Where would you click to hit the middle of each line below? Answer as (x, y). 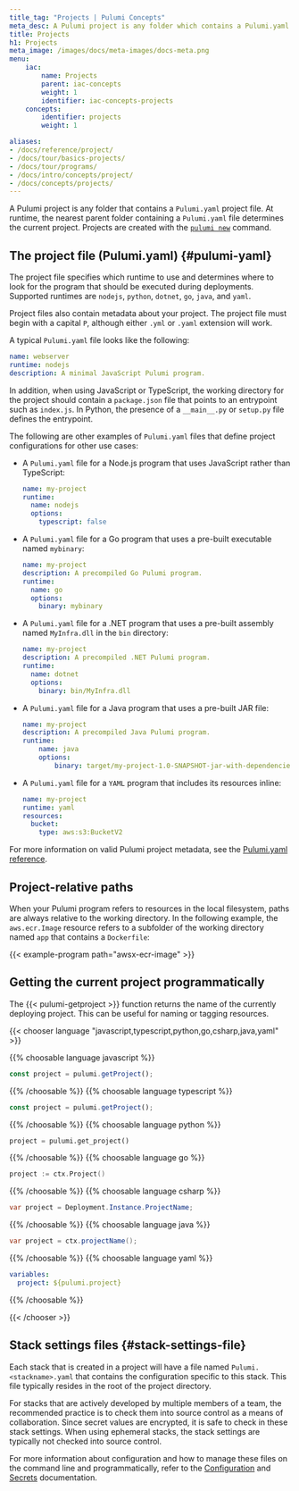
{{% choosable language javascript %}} (82, 1057)
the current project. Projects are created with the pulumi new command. (141, 228)
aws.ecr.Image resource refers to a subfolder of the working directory (137, 927)
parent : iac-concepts (82, 84)
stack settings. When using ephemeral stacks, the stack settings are (135, 1431)
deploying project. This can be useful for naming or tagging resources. (139, 1013)
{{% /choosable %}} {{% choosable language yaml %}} (111, 1258)
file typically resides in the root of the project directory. (110, 1386)
